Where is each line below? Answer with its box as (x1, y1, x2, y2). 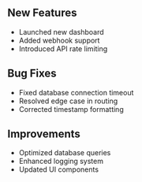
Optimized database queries (18, 148, 111, 158)
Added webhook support (18, 35, 100, 45)
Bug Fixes (7, 67, 57, 80)
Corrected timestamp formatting (18, 104, 124, 113)
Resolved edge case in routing (18, 96, 118, 106)
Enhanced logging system (18, 157, 104, 166)
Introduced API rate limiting (18, 43, 108, 54)
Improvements (7, 128, 80, 141)
